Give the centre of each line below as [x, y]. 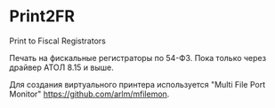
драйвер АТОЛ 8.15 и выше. [61, 67]
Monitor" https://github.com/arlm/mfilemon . [89, 94]
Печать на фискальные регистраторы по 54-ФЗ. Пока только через [138, 58]
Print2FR [42, 16]
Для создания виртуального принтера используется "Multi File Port [137, 84]
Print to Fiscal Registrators [58, 41]
